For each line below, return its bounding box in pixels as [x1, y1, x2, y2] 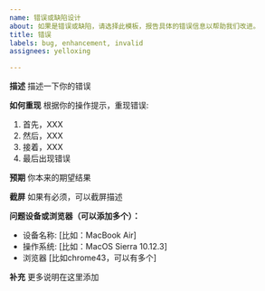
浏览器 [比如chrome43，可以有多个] [22, 252, 156, 263]
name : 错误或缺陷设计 [9, 13, 81, 23]
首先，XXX [22, 119, 63, 130]
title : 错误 [9, 30, 52, 39]
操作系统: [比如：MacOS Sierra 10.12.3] [22, 241, 167, 252]
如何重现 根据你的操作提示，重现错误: [9, 100, 149, 111]
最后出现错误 [22, 153, 71, 164]
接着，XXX [22, 142, 63, 153]
